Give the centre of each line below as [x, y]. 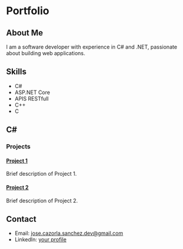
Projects [18, 147]
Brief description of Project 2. [42, 201]
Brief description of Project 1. [41, 174]
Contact [21, 219]
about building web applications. [46, 53]
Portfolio [28, 11]
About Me [24, 33]
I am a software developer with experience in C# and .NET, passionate [92, 47]
